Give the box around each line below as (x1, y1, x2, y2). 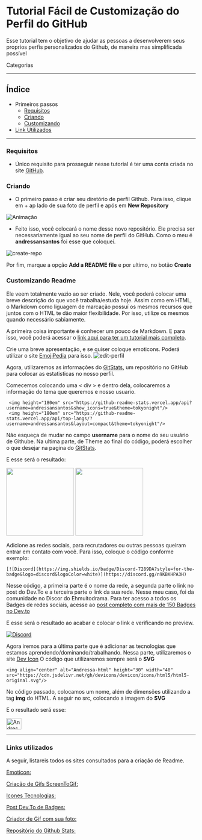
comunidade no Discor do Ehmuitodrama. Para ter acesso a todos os (6, 594, 177, 602)
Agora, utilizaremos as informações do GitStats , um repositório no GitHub (6, 363, 188, 371)
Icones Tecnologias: (6, 792, 56, 799)
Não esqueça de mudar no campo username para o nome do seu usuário (6, 431, 189, 438)
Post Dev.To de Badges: (6, 803, 66, 810)
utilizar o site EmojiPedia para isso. (6, 352, 93, 359)
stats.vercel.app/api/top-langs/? (6, 415, 93, 422)
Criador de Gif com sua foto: (6, 815, 77, 823)
